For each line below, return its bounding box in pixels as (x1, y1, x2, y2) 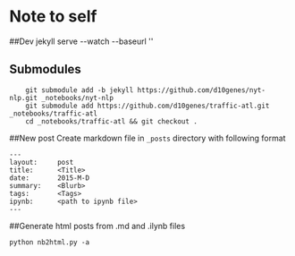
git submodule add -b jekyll (25, 85, 134, 95)
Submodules (9, 62, 82, 77)
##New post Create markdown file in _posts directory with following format (9, 132, 286, 143)
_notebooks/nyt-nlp (41, 93, 114, 102)
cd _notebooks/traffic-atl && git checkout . (25, 116, 198, 126)
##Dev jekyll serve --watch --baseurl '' (9, 36, 154, 47)
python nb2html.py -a (9, 237, 90, 247)
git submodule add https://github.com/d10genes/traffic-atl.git (25, 101, 270, 110)
